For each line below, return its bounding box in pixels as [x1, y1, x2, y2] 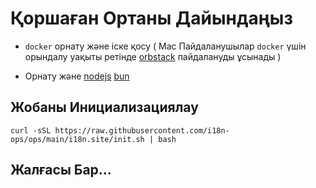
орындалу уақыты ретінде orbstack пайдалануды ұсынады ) [24, 50, 282, 62]
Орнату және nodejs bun [24, 70, 130, 82]
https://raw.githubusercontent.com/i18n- [54, 125, 230, 136]
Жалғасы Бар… [10, 162, 112, 179]
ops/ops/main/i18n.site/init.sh [10, 134, 145, 144]
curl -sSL [10, 125, 52, 136]
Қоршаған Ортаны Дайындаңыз [10, 7, 293, 30]
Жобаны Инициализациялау [10, 99, 199, 116]
